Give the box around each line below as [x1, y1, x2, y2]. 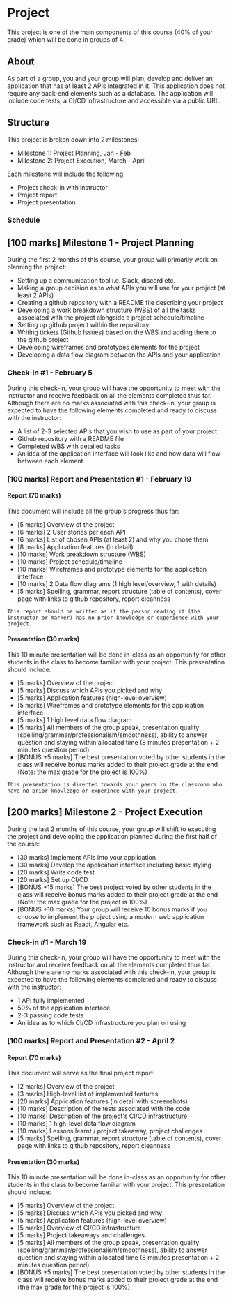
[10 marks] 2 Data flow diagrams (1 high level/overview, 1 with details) [17, 579, 217, 588]
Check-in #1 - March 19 [7, 937, 87, 947]
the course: [7, 840, 40, 848]
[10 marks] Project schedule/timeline [17, 557, 123, 566]
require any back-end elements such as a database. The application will [7, 89, 214, 97]
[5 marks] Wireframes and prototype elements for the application [17, 701, 204, 709]
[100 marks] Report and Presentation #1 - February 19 [7, 474, 192, 484]
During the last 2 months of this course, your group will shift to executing [7, 825, 216, 833]
